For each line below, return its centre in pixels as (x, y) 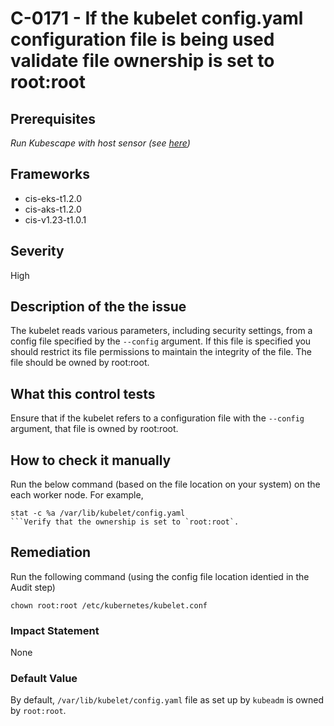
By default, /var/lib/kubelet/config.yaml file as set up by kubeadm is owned (167, 700)
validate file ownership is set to (142, 61)
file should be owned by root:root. (80, 363)
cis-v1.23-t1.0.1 (55, 219)
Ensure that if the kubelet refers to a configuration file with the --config (157, 418)
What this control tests (83, 393)
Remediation (51, 552)
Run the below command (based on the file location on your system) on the (165, 484)
